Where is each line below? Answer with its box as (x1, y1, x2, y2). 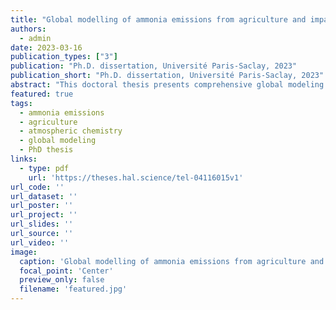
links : (10, 154, 38, 164)
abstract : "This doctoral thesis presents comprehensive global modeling (10, 80, 325, 90)
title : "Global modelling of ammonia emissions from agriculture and (10, 14, 307, 25)
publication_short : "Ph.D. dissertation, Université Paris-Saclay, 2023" (10, 71, 325, 81)
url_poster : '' (10, 201, 74, 211)
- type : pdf (19, 163, 70, 173)
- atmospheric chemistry (19, 126, 123, 136)
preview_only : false (19, 275, 105, 285)
